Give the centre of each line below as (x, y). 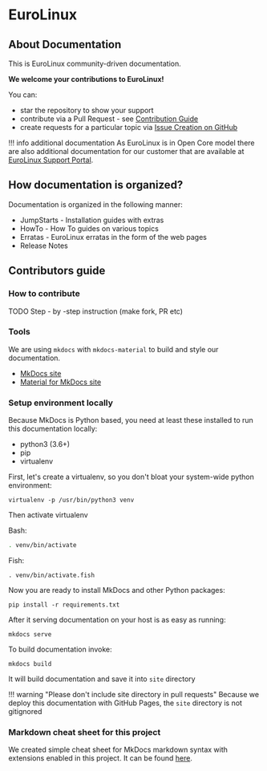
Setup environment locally (61, 403)
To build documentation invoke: (60, 649)
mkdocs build (30, 663)
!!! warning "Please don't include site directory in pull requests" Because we (133, 694)
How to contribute (44, 294)
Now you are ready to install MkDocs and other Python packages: (117, 590)
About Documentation (65, 45)
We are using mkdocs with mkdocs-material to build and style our (113, 349)
